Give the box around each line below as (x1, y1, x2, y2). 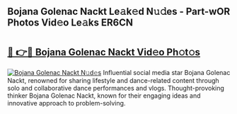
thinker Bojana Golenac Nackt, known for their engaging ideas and (7, 91, 201, 100)
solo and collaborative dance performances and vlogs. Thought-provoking (7, 84, 225, 92)
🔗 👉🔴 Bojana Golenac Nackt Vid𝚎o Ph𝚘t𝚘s (7, 46, 200, 58)
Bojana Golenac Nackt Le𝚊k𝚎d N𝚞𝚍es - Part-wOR (7, 6, 231, 18)
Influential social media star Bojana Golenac (103, 69, 231, 76)
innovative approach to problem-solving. (7, 99, 126, 107)
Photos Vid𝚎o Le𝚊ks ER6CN (7, 17, 133, 29)
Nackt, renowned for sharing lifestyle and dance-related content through (7, 76, 219, 84)
